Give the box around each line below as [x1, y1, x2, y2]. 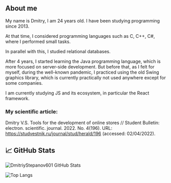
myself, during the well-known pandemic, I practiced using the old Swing [5, 69, 160, 75]
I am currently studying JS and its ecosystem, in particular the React [5, 89, 149, 96]
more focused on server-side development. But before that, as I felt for [5, 63, 155, 70]
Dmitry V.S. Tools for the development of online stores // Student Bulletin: [5, 120, 160, 126]
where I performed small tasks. [5, 38, 71, 44]
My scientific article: [5, 108, 58, 115]
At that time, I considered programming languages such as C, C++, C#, [5, 33, 155, 39]
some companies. [5, 80, 43, 86]
